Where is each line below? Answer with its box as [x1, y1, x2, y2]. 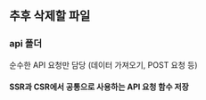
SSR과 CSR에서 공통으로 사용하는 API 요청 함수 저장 [9, 81, 189, 92]
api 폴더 [9, 37, 43, 50]
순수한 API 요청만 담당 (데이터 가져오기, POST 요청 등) [9, 59, 198, 70]
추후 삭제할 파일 [9, 8, 91, 24]
